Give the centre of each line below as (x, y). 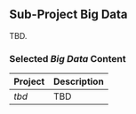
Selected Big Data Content (68, 58)
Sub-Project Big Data (68, 15)
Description (78, 81)
